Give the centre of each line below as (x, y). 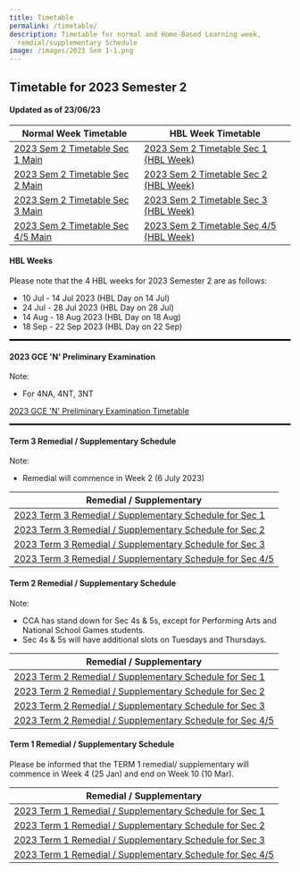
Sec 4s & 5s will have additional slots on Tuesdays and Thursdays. (144, 639)
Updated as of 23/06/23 (55, 110)
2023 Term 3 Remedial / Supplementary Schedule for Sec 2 (139, 530)
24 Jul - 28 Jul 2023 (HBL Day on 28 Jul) (98, 307)
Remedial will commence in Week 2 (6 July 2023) (113, 478)
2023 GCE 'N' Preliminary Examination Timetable (100, 411)
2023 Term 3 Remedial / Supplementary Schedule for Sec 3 (139, 545)
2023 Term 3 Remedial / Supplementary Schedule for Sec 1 (139, 515)
